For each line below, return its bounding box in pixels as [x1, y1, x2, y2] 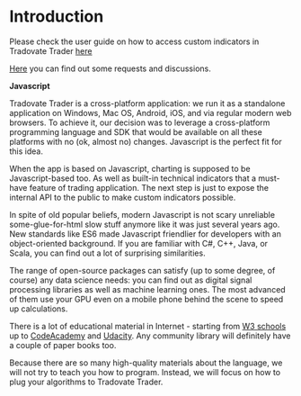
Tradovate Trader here [9, 45, 93, 56]
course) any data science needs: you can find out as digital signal [9, 274, 252, 285]
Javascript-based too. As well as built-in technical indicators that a [9, 173, 257, 184]
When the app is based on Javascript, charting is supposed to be [9, 163, 251, 174]
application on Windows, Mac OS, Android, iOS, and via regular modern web [9, 107, 292, 118]
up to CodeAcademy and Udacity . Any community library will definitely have [9, 330, 291, 341]
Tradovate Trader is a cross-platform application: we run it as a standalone [9, 97, 286, 109]
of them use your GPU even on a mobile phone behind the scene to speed [9, 293, 284, 304]
